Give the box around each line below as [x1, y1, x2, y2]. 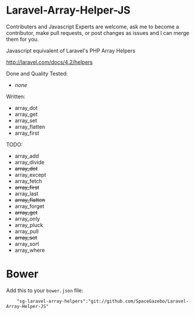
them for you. [6, 35, 39, 43]
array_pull [14, 228, 39, 235]
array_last [14, 190, 38, 197]
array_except [14, 171, 46, 178]
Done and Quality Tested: [6, 70, 68, 77]
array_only [14, 215, 40, 222]
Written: [6, 93, 25, 100]
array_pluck [14, 221, 43, 228]
